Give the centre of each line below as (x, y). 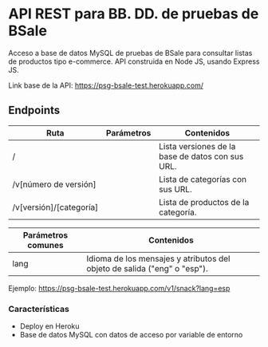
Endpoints (34, 110)
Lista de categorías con (203, 179)
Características (39, 309)
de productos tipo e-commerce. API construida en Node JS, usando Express (134, 61)
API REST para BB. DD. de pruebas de (134, 14)
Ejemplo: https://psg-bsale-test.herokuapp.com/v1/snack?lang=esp (119, 288)
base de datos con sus (201, 156)
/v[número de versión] (54, 184)
